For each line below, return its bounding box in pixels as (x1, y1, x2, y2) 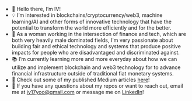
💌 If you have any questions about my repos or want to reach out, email (11, 82, 183, 89)
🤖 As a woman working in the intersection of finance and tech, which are (11, 31, 187, 37)
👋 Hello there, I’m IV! (11, 6, 61, 12)
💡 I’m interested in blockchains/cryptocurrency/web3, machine (11, 12, 163, 19)
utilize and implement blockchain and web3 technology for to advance (11, 64, 181, 71)
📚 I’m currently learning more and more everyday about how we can (11, 56, 177, 62)
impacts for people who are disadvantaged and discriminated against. (11, 49, 180, 56)
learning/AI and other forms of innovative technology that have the (11, 18, 172, 25)
